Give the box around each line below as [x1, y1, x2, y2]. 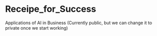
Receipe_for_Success [5, 3, 96, 15]
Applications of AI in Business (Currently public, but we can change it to [5, 20, 153, 26]
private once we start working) [5, 25, 68, 31]
